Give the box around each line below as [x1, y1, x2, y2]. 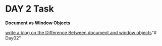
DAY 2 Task [5, 3, 54, 15]
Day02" [5, 35, 21, 41]
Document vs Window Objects [5, 20, 71, 26]
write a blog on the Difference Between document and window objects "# [5, 29, 157, 35]
